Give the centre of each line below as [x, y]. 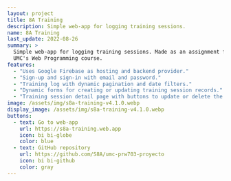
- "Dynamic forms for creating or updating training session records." [118, 90]
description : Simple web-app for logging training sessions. [97, 26]
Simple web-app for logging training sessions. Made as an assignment [117, 52]
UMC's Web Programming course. [58, 58]
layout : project [30, 13]
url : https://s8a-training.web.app [70, 129]
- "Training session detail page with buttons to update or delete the [118, 97]
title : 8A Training [35, 20]
